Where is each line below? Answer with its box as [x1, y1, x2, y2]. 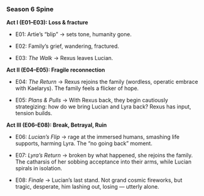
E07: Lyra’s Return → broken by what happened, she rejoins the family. [15, 152, 193, 159]
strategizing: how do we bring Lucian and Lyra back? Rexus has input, [15, 103, 191, 110]
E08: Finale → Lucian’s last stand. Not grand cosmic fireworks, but [15, 176, 183, 184]
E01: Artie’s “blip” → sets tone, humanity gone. [15, 31, 132, 38]
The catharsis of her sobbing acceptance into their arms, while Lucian [15, 158, 192, 165]
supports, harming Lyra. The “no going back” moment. [15, 140, 153, 147]
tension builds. [15, 110, 53, 117]
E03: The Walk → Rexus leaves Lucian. [15, 55, 114, 62]
